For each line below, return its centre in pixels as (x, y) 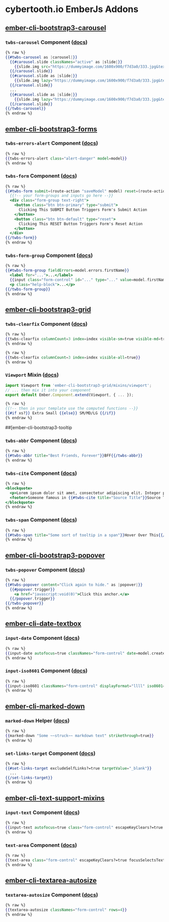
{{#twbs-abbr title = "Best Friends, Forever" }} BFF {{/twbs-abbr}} (74, 456)
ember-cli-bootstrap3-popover (55, 555)
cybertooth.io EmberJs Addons (72, 9)
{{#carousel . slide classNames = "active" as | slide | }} (66, 62)
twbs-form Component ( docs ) (41, 176)
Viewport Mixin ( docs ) (32, 375)
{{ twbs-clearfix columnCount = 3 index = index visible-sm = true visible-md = (83, 339)
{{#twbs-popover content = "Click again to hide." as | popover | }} (74, 584)
